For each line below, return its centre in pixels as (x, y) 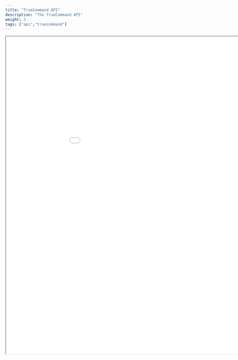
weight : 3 (16, 19)
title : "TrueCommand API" (33, 10)
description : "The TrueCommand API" (44, 15)
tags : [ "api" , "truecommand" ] (36, 24)
